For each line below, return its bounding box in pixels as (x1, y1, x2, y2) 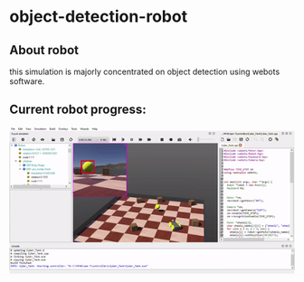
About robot (9, 42, 80, 58)
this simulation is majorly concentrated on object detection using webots (9, 66, 280, 77)
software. (9, 76, 45, 87)
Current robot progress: (9, 102, 147, 117)
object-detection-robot (9, 6, 188, 27)
